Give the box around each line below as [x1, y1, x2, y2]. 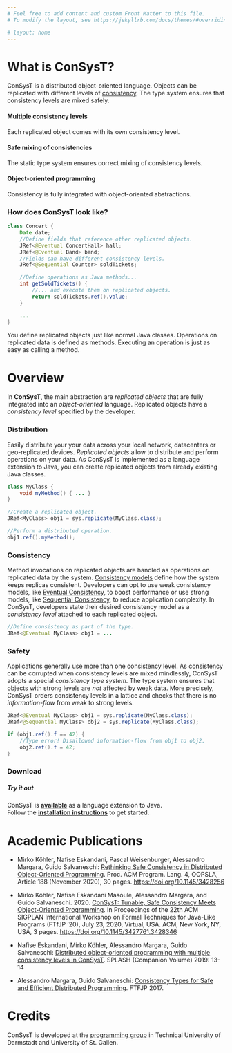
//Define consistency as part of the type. [7, 624, 135, 631]
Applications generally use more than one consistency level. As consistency [7, 662, 223, 671]
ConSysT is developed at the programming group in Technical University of [7, 1031, 221, 1039]
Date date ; [19, 230, 51, 236]
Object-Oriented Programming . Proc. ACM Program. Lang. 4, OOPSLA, [17, 870, 219, 879]
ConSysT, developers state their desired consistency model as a [7, 603, 190, 611]
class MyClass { [7, 483, 54, 490]
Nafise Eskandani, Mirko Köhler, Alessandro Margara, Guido [17, 941, 188, 949]
